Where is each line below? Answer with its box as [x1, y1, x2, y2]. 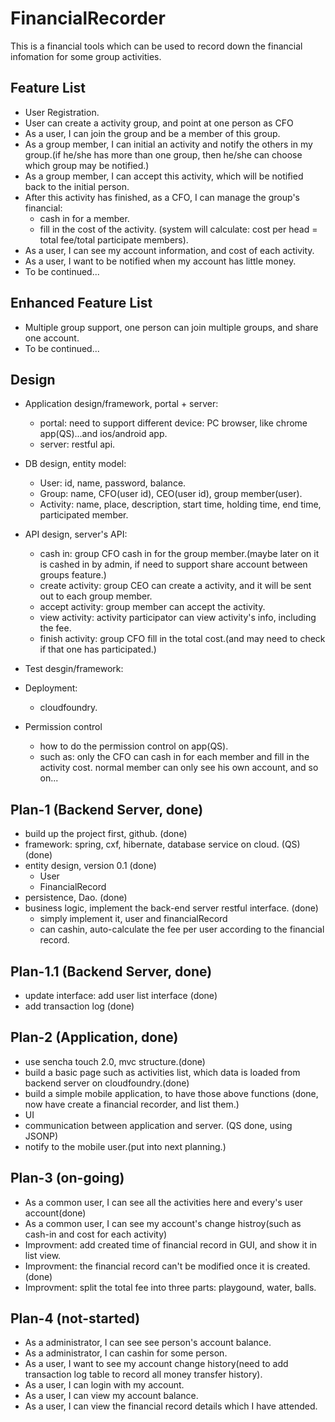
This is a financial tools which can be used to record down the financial [10, 40, 303, 52]
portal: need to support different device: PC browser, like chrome [39, 417, 308, 429]
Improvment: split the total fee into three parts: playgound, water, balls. [24, 1281, 317, 1293]
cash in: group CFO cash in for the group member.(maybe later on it [39, 548, 320, 560]
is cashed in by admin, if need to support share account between [39, 558, 308, 571]
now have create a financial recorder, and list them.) [24, 1098, 240, 1110]
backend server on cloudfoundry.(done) [24, 1077, 190, 1089]
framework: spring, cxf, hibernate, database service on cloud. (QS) [24, 838, 301, 851]
